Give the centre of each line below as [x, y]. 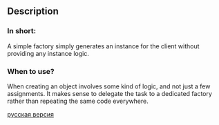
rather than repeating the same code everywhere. [78, 101]
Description [33, 11]
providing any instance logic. [48, 53]
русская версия [30, 114]
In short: [22, 31]
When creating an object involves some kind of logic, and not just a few [109, 86]
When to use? [31, 71]
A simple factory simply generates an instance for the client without [103, 46]
